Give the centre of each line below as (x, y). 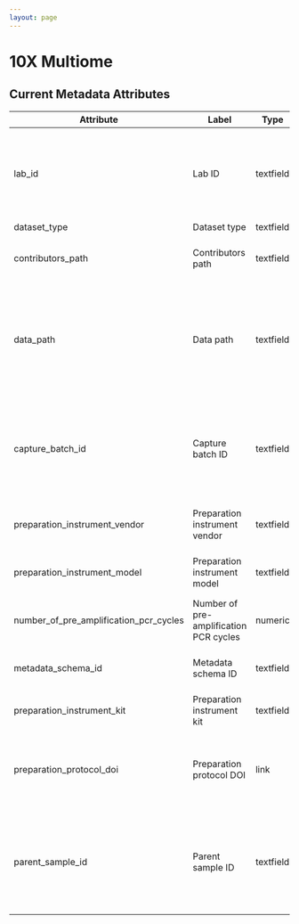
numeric (273, 620)
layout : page (33, 17)
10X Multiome (61, 61)
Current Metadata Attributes (90, 94)
